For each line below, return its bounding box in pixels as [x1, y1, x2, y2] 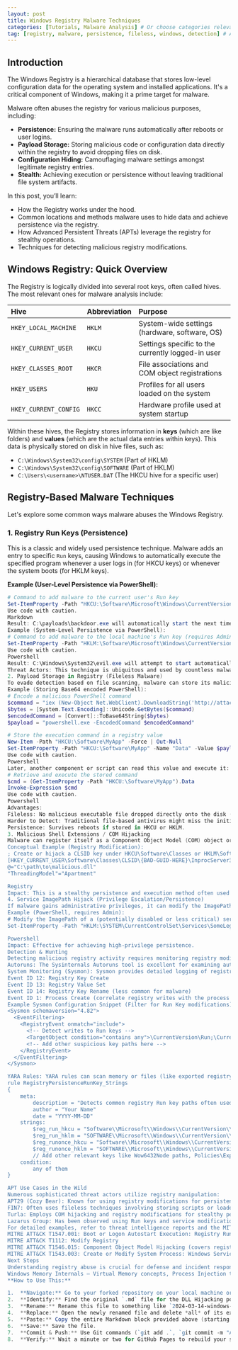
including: [7, 111, 37, 120]
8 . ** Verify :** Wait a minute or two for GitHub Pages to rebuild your [7, 1336, 227, 1343]
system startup [138, 409, 189, 419]
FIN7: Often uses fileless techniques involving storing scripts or [7, 1204, 214, 1211]
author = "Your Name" [33, 1106, 97, 1113]
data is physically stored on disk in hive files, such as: [7, 442, 164, 450]
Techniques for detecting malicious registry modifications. [17, 243, 188, 251]
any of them [33, 1165, 69, 1172]
